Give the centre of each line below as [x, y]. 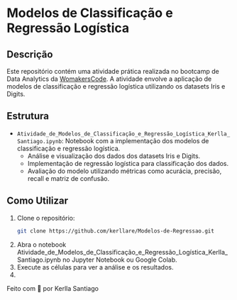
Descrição [30, 54]
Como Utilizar [38, 201]
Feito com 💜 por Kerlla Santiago [53, 288]
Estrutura [28, 116]
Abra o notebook [42, 244]
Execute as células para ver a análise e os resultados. [95, 267]
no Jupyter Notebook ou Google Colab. [120, 260]
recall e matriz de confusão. [68, 178]
